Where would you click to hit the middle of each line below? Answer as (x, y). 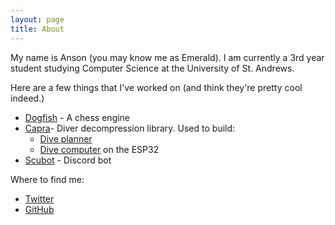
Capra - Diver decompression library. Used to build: (130, 128)
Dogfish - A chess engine (77, 117)
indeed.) (27, 98)
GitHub (39, 209)
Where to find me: (47, 179)
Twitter (39, 198)
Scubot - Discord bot (68, 160)
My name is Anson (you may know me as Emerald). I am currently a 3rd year (167, 57)
